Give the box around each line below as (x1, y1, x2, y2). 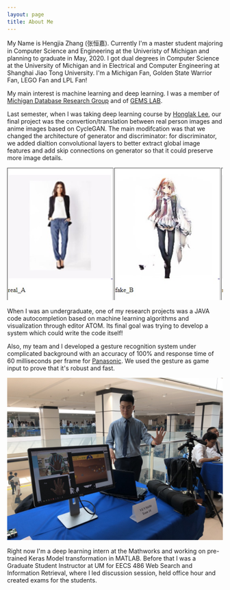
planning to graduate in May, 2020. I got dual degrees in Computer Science (7, 54, 220, 62)
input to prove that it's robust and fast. (7, 364, 115, 372)
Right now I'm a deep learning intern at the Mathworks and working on (7, 547, 206, 555)
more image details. (7, 153, 63, 161)
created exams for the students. (7, 576, 97, 584)
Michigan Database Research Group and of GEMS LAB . (7, 96, 163, 104)
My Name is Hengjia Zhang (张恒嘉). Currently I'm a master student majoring (7, 38, 223, 47)
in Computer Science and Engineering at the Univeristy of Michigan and (7, 47, 210, 55)
